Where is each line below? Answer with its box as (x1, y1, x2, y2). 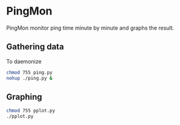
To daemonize (6, 57, 42, 65)
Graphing (6, 92, 42, 102)
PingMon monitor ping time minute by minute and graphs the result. (6, 24, 175, 31)
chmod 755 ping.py (6, 69, 53, 75)
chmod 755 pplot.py (6, 107, 56, 114)
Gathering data (6, 42, 65, 52)
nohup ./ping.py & (6, 75, 53, 81)
